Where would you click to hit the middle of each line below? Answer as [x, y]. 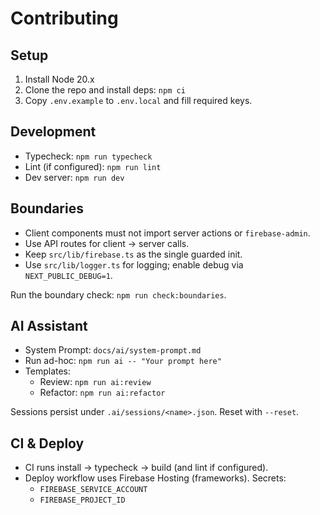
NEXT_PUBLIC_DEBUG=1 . [68, 275]
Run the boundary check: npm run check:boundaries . [118, 294]
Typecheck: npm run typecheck [88, 156]
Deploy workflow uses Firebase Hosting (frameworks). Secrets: [155, 478]
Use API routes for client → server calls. [107, 243]
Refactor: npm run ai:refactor [102, 393]
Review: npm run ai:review [95, 382]
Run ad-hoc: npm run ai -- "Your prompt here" [123, 361]
